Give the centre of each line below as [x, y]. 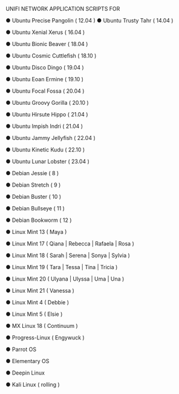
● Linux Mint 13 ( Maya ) [36, 232]
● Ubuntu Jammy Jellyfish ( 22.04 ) [51, 138]
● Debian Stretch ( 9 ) [33, 185]
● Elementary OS [28, 361]
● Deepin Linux [25, 373]
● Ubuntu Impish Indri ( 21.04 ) [44, 126]
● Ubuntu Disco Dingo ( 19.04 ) [45, 67]
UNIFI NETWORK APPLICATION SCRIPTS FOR [63, 9]
